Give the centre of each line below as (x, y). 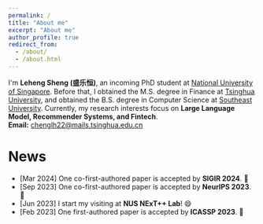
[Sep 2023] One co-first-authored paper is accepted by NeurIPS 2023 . (135, 186)
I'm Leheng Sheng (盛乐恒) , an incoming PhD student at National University (131, 83)
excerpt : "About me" (42, 30)
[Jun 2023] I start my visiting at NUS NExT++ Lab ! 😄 (106, 203)
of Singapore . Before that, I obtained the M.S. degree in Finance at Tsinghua (131, 91)
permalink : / (30, 15)
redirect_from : (33, 45)
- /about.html (38, 60)
